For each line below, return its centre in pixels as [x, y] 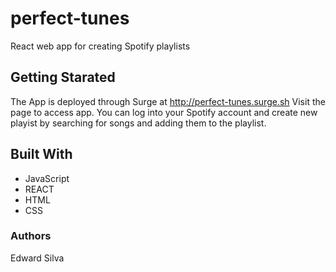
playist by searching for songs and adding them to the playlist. [138, 123]
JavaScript [47, 178]
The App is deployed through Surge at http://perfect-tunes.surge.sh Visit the [168, 101]
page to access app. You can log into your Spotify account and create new [164, 112]
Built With [41, 154]
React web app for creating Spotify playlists [100, 46]
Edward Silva [37, 258]
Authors [31, 236]
